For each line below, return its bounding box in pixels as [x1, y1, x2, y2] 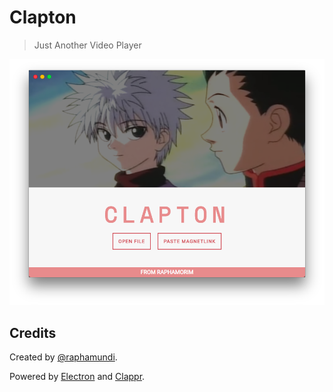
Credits [9, 324, 57, 341]
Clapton [9, 6, 77, 29]
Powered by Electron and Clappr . [9, 371, 146, 383]
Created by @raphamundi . [9, 351, 118, 363]
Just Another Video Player [33, 39, 142, 51]
